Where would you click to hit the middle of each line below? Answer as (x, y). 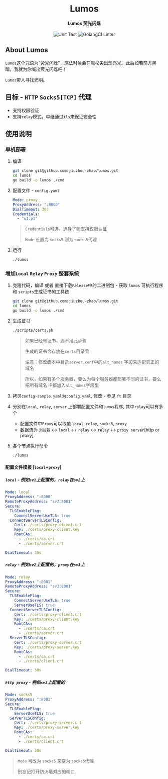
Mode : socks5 (19, 695)
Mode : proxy (25, 200)
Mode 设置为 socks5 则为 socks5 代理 (61, 240)
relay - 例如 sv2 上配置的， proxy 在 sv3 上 (45, 565)
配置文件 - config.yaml (36, 190)
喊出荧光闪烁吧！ (49, 69)
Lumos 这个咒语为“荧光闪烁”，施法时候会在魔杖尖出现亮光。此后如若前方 (79, 63)
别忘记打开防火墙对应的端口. (47, 771)
